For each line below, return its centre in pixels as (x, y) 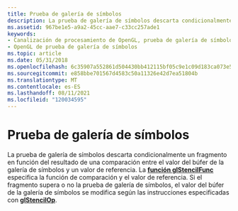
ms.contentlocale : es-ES (44, 87)
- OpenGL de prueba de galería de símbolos (73, 47)
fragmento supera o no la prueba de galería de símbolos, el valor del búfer (116, 185)
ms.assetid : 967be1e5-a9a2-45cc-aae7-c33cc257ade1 (84, 27)
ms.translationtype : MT (42, 80)
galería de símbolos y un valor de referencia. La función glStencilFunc (110, 169)
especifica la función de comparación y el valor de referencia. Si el (105, 177)
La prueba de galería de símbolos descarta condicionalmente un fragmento (117, 154)
